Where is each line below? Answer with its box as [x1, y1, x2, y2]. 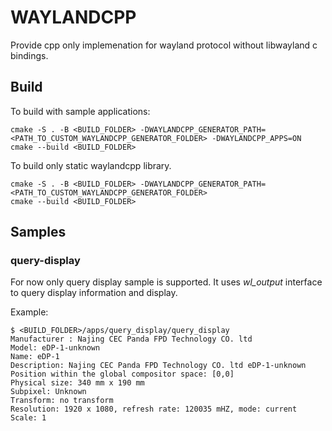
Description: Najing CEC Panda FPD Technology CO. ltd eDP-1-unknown [10, 361, 307, 371]
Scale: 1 [10, 413, 47, 423]
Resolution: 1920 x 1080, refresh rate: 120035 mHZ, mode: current [10, 404, 298, 415]
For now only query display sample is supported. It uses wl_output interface [10, 276, 323, 288]
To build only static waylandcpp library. [10, 159, 172, 171]
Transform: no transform [10, 396, 114, 406]
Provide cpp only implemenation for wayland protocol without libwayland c [10, 39, 318, 51]
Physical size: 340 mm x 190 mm [10, 378, 145, 388]
